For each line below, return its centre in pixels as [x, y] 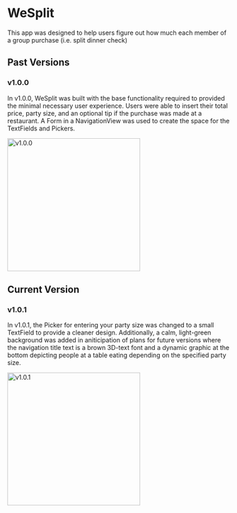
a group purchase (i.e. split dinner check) [68, 40]
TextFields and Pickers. [41, 128]
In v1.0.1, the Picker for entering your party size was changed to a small [111, 325]
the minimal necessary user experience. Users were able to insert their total [118, 106]
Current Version [44, 289]
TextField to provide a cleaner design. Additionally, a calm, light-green [109, 333]
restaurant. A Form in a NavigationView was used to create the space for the [118, 120]
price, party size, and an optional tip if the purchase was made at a [105, 113]
